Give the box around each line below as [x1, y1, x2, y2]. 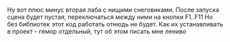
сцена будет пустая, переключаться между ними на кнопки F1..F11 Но [7, 13, 213, 21]
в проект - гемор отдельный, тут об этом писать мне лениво [7, 27, 187, 35]
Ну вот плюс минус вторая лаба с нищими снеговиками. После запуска [7, 6, 220, 14]
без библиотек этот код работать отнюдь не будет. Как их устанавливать [7, 20, 224, 28]
